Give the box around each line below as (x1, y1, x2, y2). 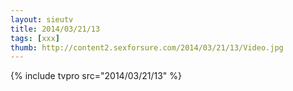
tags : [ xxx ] (10, 33, 60, 43)
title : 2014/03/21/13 (10, 24, 101, 34)
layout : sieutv (10, 14, 74, 25)
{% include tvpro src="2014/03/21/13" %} (10, 70, 182, 82)
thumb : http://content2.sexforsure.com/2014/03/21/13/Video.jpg (10, 42, 284, 53)
